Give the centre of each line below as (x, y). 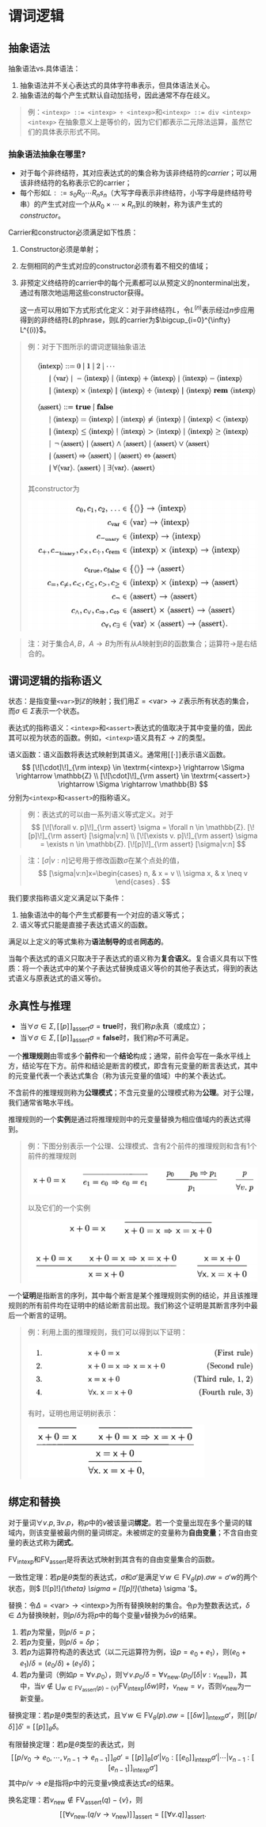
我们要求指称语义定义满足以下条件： (67, 898)
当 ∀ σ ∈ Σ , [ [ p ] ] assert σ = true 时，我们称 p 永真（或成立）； (114, 1027)
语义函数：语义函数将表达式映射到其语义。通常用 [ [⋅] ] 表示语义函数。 (119, 755)
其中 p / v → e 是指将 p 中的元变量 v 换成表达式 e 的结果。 (93, 1783)
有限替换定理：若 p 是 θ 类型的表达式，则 (72, 1745)
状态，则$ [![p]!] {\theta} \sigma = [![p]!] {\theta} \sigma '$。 (105, 1589)
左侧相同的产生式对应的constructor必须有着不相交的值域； (115, 265)
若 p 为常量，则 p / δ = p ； (58, 1632)
